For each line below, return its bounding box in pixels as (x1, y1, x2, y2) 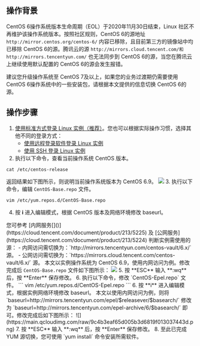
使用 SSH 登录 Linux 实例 (23, 147, 86, 154)
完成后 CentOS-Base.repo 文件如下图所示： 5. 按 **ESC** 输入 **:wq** (6, 266, 187, 273)
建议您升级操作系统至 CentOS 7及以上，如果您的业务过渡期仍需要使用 (6, 73, 178, 80)
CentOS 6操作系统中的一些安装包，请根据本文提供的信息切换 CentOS (6, 80, 177, 88)
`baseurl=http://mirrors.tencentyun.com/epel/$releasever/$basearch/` (6, 296, 180, 303)
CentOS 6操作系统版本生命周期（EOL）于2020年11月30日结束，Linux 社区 (6, 23, 189, 30)
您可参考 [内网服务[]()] (6, 221, 62, 228)
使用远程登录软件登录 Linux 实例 (23, 139, 104, 147)
